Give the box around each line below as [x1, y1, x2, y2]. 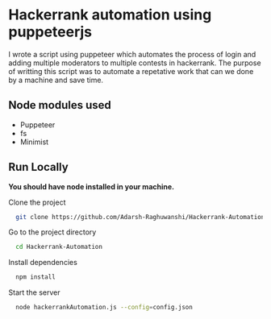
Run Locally [8, 160, 69, 174]
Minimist [19, 137, 49, 147]
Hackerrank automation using [8, 6, 212, 24]
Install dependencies [8, 258, 78, 267]
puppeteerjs [8, 23, 93, 41]
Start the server [8, 288, 60, 297]
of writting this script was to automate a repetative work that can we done [8, 66, 254, 76]
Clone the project [8, 197, 66, 207]
